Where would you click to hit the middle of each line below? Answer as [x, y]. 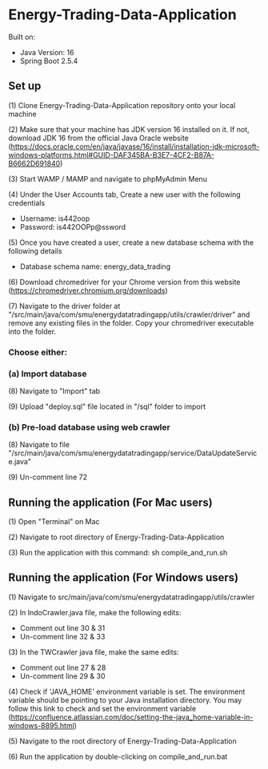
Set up [25, 86]
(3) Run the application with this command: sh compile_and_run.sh [118, 553]
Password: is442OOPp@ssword [73, 226]
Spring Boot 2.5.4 [49, 61]
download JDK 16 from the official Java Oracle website [99, 138]
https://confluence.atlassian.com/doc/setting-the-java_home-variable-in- [132, 717]
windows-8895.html [41, 725]
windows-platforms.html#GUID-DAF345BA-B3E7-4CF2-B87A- [111, 154]
